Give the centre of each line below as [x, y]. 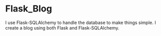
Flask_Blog [29, 9]
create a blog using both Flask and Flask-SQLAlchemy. [63, 27]
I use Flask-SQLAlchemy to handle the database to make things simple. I [80, 22]
